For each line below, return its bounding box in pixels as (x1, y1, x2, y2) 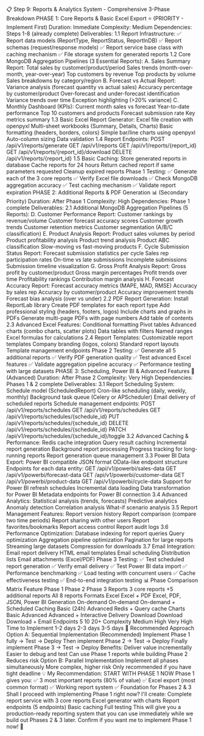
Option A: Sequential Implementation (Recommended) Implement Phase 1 (6, 631, 191, 638)
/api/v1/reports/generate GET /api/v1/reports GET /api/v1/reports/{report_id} (6, 142, 197, 149)
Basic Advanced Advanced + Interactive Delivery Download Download (6, 611, 183, 619)
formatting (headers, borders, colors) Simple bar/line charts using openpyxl (6, 129, 196, 136)
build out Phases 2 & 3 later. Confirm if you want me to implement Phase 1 (6, 716, 192, 723)
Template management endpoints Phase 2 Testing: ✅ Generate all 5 (6, 347, 177, 354)
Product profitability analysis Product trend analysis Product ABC (6, 236, 170, 244)
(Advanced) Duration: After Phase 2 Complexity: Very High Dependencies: (6, 374, 193, 381)
